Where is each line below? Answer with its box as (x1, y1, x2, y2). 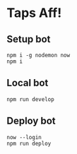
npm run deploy (6, 140, 52, 147)
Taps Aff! (6, 5, 62, 21)
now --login (6, 134, 42, 141)
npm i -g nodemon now (6, 52, 71, 59)
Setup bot (6, 33, 51, 45)
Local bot (6, 77, 49, 89)
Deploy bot (6, 115, 56, 127)
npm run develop (6, 95, 54, 103)
